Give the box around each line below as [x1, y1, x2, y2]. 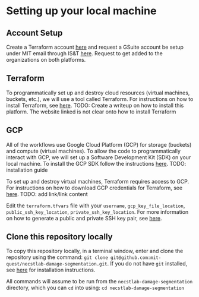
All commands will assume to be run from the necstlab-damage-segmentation [6, 278, 193, 285]
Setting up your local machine [6, 4, 157, 18]
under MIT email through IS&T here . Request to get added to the [6, 50, 163, 57]
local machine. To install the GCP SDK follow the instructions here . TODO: [6, 160, 187, 167]
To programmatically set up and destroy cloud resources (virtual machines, [6, 89, 190, 96]
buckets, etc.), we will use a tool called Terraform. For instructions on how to [6, 95, 194, 102]
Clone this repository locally [6, 232, 113, 242]
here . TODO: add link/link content [6, 190, 88, 197]
